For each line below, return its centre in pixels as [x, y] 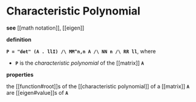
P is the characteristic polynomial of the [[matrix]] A [79, 63]
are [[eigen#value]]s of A [37, 92]
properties [20, 74]
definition [19, 39]
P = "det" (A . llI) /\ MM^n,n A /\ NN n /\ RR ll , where [81, 51]
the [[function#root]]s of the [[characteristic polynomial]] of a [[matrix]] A [98, 86]
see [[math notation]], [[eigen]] [45, 28]
